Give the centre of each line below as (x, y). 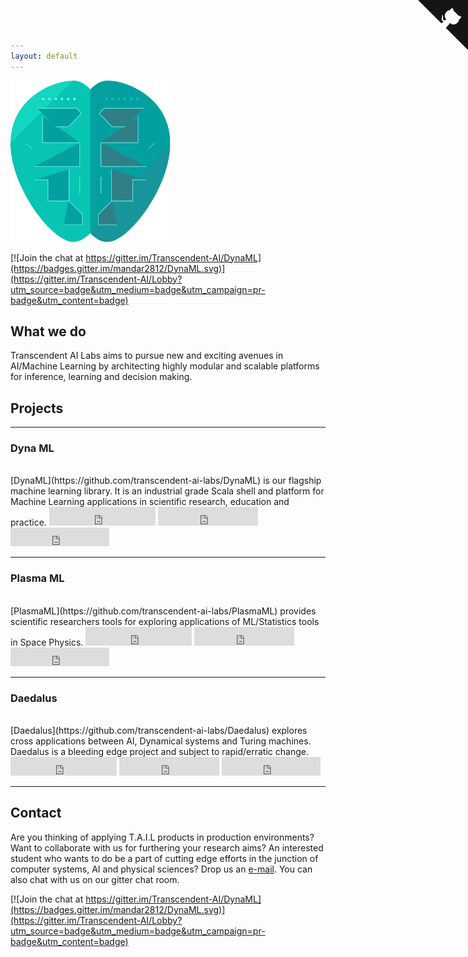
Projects (37, 408)
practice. (28, 522)
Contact (36, 813)
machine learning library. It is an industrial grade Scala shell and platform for (167, 491)
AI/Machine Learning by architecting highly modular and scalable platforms (165, 366)
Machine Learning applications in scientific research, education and (150, 502)
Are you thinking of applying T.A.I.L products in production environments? (162, 837)
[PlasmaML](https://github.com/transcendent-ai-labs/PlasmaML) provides (163, 611)
